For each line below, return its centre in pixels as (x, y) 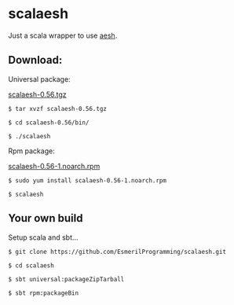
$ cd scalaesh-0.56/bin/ (49, 123)
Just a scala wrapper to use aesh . (63, 35)
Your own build (46, 218)
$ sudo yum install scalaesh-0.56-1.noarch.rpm (88, 180)
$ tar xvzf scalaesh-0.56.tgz (58, 108)
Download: (35, 60)
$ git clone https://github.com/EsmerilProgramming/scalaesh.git (117, 252)
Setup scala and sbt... (43, 237)
